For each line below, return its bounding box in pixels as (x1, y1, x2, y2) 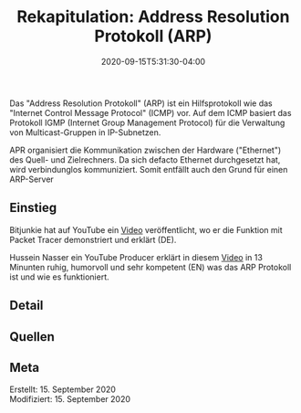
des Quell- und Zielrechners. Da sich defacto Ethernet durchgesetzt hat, (9, 154, 281, 165)
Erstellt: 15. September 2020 (9, 384, 117, 395)
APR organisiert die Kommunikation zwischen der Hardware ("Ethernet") (9, 144, 282, 155)
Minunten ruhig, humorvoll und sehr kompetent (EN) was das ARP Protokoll (9, 261, 292, 272)
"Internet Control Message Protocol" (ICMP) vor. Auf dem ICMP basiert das (9, 107, 292, 118)
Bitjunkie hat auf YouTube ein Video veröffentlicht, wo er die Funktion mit (9, 224, 283, 235)
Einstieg (9, 200, 57, 216)
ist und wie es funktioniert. (9, 271, 109, 282)
